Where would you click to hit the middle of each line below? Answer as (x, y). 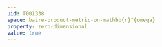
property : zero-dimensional (48, 26)
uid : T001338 (26, 13)
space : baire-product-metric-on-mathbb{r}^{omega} (81, 20)
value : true (24, 33)
